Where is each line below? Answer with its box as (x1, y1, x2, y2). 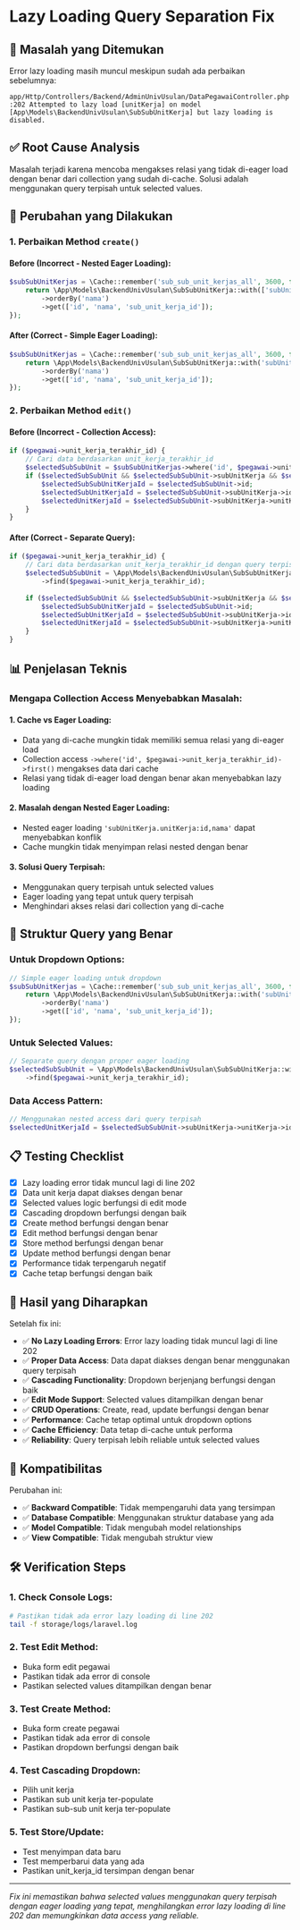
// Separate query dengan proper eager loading (9, 1057, 190, 1066)
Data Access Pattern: (9, 1094, 104, 1106)
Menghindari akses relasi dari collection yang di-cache (21, 901, 225, 911)
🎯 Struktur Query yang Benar (9, 927, 173, 942)
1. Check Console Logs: (9, 1591, 113, 1604)
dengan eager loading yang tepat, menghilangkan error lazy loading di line (9, 1900, 287, 1911)
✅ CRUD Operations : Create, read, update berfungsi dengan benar (21, 1404, 270, 1415)
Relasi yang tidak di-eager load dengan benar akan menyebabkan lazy (21, 772, 282, 783)
